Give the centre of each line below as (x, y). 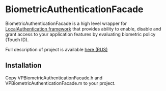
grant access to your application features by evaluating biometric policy (80, 34)
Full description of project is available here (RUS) (57, 49)
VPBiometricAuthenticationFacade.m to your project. (60, 83)
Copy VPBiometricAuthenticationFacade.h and (54, 78)
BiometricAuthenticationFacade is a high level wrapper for (66, 23)
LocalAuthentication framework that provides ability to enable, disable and (83, 28)
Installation (23, 65)
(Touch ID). (17, 40)
